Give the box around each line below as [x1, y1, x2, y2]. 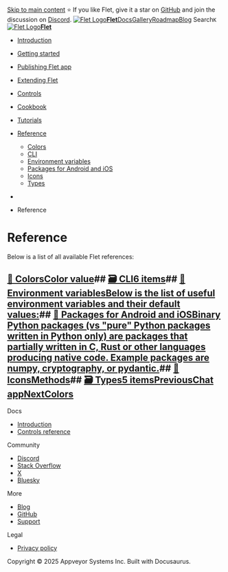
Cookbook [16, 102, 47, 111]
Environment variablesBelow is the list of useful [7, 287, 216, 299]
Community [7, 441, 40, 449]
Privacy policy [16, 544, 58, 552]
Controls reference [16, 427, 71, 435]
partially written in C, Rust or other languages [7, 341, 206, 353]
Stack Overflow [16, 461, 62, 470]
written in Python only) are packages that [7, 331, 188, 342]
